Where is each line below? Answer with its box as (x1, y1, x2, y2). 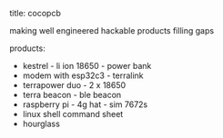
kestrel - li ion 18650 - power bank (22, 61, 152, 71)
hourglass (22, 118, 61, 129)
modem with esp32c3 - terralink (22, 70, 144, 81)
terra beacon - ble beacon (22, 90, 122, 100)
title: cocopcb (9, 8, 62, 18)
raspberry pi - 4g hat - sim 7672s (22, 99, 148, 110)
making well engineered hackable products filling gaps (9, 25, 215, 35)
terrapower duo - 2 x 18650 (22, 80, 127, 90)
